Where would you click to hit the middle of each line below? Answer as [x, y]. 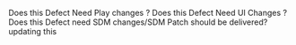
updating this [33, 31]
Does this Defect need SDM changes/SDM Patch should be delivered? [138, 22]
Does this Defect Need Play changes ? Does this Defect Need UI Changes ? [148, 13]
